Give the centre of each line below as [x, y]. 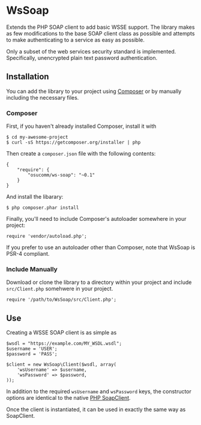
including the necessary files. [43, 97]
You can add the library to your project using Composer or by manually [94, 91]
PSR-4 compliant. [28, 254]
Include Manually [32, 269]
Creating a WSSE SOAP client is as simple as [61, 333]
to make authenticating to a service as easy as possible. [76, 40]
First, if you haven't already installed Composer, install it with [81, 126]
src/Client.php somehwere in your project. [60, 289]
